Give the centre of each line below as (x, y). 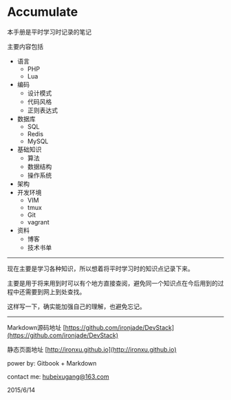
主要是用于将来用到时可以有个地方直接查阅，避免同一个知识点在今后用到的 (112, 283)
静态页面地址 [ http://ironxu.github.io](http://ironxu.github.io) (92, 349)
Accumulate (43, 12)
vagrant (38, 222)
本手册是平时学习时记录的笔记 (49, 32)
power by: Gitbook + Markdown (52, 363)
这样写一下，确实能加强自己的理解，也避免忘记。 (76, 306)
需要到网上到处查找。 (55, 292)
